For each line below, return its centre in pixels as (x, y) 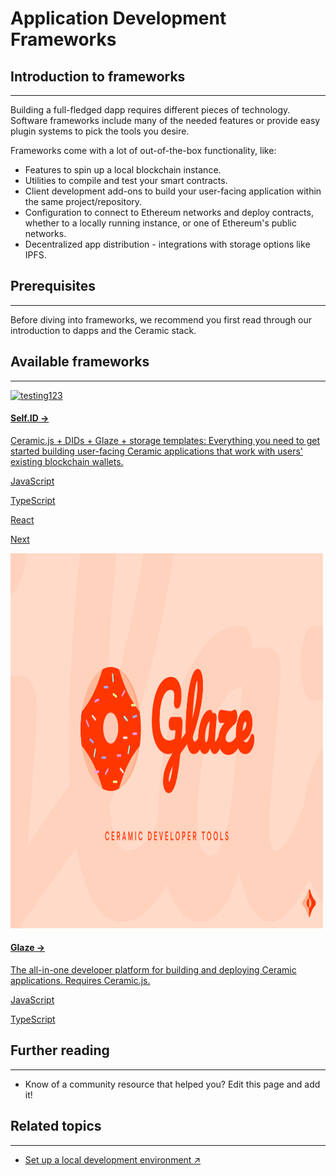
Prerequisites (53, 286)
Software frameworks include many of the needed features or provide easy (165, 120)
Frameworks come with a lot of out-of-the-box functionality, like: (143, 150)
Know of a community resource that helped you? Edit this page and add (172, 1084)
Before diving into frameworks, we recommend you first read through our (161, 319)
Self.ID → (30, 418)
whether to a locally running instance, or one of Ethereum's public (160, 223)
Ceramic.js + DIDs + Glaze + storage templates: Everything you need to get (165, 440)
